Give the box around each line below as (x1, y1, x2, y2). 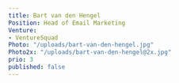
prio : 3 (8, 56, 34, 64)
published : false (8, 63, 66, 71)
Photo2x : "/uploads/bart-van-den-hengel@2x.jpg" (8, 48, 172, 56)
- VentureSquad (8, 33, 59, 42)
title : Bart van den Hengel (8, 11, 101, 20)
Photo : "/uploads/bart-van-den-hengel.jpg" (8, 41, 154, 49)
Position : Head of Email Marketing (8, 19, 126, 27)
